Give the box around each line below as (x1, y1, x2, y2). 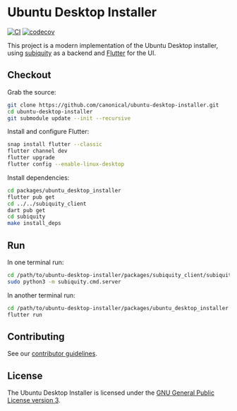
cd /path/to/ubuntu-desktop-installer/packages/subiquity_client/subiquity (7, 271, 235, 278)
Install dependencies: (7, 173, 70, 182)
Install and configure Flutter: (7, 128, 90, 136)
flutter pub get (7, 193, 55, 201)
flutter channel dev (7, 147, 68, 155)
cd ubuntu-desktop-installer (7, 108, 93, 115)
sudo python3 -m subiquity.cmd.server (7, 278, 121, 286)
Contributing (7, 331, 65, 343)
